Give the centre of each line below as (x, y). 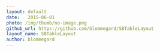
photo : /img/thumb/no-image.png (46, 23)
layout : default (26, 12)
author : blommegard (31, 39)
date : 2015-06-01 (31, 17)
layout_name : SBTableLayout (41, 34)
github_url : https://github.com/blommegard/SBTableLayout (80, 28)
